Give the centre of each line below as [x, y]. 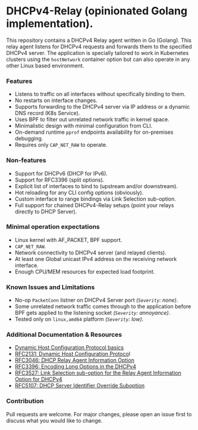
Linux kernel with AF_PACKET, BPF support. [68, 239]
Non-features [26, 161]
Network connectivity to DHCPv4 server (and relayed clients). [90, 253]
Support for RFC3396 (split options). [59, 180]
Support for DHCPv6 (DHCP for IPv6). [61, 173]
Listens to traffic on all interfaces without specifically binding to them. [100, 94]
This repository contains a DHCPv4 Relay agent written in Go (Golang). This [99, 40]
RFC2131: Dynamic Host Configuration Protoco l [73, 354]
